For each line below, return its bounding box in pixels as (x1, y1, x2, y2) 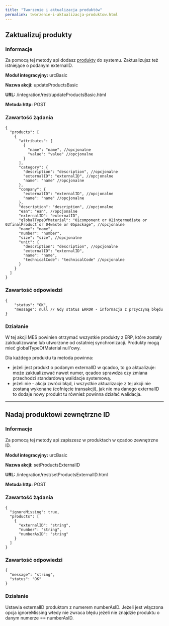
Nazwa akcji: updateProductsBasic (5, 82, 78, 88)
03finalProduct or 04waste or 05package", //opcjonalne (5, 222, 125, 227)
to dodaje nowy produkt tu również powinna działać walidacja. (12, 391, 142, 397)
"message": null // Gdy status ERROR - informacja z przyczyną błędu (14, 307, 163, 312)
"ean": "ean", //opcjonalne (18, 209, 78, 214)
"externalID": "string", (18, 523, 71, 528)
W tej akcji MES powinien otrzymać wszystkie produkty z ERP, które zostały (5, 334, 162, 340)
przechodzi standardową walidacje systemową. (12, 375, 112, 381)
